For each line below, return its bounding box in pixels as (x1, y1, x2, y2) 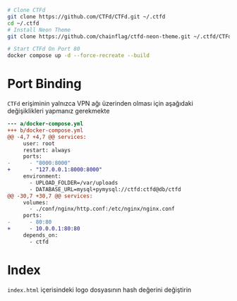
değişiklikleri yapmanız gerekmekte (7, 106, 110, 116)
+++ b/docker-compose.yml (7, 127, 83, 134)
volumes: (23, 199, 49, 206)
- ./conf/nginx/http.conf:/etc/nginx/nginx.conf (29, 205, 175, 213)
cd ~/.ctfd (7, 20, 39, 27)
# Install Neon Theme (7, 26, 71, 33)
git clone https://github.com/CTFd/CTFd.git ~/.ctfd (7, 13, 166, 20)
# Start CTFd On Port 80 (7, 46, 80, 53)
